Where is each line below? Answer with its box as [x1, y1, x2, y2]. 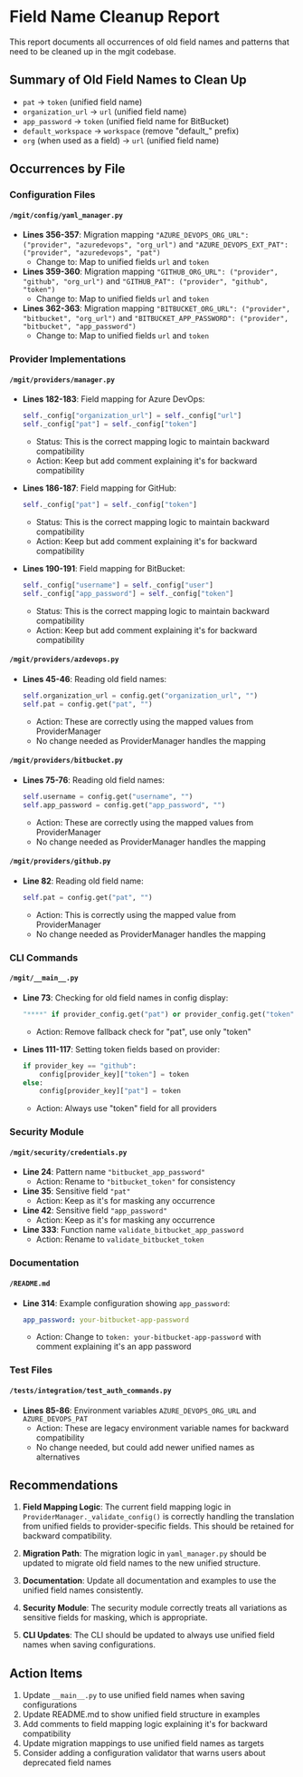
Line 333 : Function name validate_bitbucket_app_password [22, 1225, 244, 1235]
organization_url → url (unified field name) [22, 106, 187, 117]
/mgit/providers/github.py [9, 857, 111, 866]
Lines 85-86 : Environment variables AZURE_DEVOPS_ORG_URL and [22, 1404, 257, 1416]
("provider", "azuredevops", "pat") [22, 249, 161, 258]
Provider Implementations [9, 353, 127, 366]
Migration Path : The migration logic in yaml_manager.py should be [22, 1548, 267, 1559]
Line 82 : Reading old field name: [22, 875, 145, 886]
